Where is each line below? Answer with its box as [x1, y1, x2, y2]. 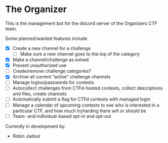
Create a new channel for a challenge [12, 45, 91, 51]
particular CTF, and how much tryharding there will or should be [12, 108, 146, 114]
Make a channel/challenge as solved [12, 57, 89, 63]
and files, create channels [12, 91, 67, 97]
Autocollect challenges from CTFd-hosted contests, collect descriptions [12, 85, 163, 91]
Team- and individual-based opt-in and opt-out [12, 113, 111, 119]
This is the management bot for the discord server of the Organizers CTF [5, 20, 158, 26]
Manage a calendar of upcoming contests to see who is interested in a [12, 102, 159, 108]
